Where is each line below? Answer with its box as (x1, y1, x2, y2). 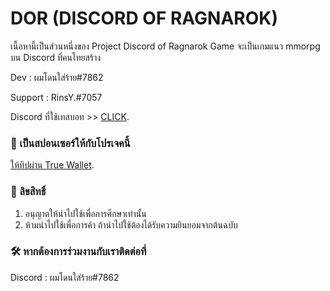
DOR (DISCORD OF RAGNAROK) (10, 7, 278, 30)
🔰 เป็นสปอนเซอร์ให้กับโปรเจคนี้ (10, 136, 131, 150)
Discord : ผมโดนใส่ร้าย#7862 (10, 271, 120, 283)
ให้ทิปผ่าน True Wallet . (10, 159, 95, 171)
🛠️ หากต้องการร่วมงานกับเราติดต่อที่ (10, 245, 147, 259)
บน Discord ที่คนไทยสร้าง (10, 51, 102, 63)
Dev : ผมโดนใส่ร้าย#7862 (10, 71, 104, 83)
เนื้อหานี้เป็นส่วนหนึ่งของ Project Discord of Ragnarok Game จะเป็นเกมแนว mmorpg (10, 40, 321, 52)
